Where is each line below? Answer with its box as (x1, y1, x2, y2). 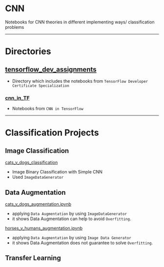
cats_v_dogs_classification (5, 159, 58, 166)
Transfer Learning (5, 254, 61, 262)
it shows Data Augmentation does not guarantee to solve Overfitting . (12, 240, 153, 246)
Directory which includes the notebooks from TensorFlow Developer (12, 78, 148, 84)
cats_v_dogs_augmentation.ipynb (5, 201, 72, 207)
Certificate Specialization (12, 83, 69, 88)
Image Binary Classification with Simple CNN (12, 169, 102, 175)
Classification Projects (5, 127, 99, 138)
